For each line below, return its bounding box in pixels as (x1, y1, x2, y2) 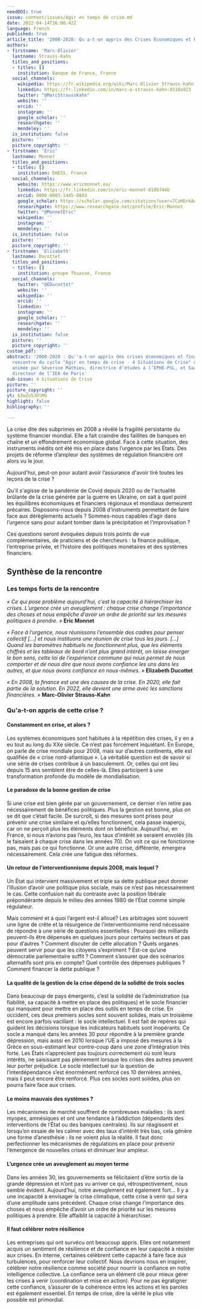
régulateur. (7, 903, 33, 910)
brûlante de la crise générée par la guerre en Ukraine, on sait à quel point (7, 493, 187, 500)
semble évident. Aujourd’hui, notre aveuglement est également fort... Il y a (7, 1186, 188, 1193)
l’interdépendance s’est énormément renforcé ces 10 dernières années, (7, 1069, 183, 1076)
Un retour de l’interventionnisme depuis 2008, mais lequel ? (7, 864, 159, 871)
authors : (7, 42, 29, 48)
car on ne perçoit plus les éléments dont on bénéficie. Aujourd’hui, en (7, 825, 178, 832)
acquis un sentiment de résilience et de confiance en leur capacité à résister (7, 1245, 194, 1252)
